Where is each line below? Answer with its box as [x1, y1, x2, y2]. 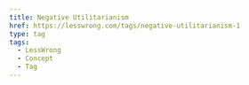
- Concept [17, 54, 53, 63]
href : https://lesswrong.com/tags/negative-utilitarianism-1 [9, 21, 241, 30]
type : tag [9, 29, 46, 38]
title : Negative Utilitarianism [9, 12, 129, 22]
